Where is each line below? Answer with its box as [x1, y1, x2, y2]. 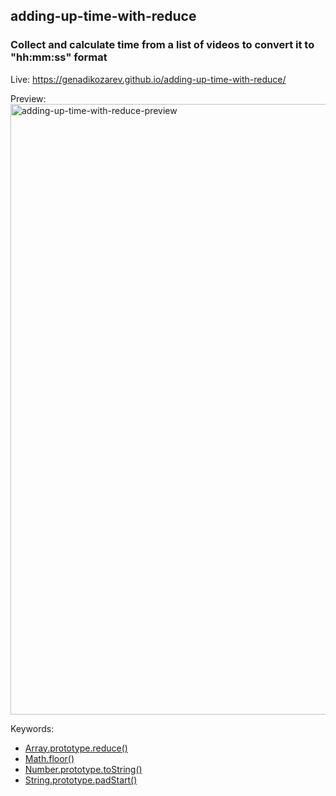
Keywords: [10, 722, 55, 734]
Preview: [10, 92, 47, 104]
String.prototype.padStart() [24, 774, 138, 786]
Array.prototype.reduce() [24, 742, 128, 754]
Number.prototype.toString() [24, 763, 143, 775]
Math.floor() [24, 752, 75, 764]
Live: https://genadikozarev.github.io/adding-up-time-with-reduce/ [10, 73, 287, 85]
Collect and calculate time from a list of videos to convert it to [10, 38, 315, 52]
